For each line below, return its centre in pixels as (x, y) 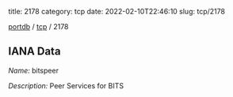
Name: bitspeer (34, 70)
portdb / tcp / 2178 (38, 26)
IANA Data (34, 52)
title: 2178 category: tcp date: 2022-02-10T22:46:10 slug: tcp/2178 (117, 11)
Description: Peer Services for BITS (66, 85)
